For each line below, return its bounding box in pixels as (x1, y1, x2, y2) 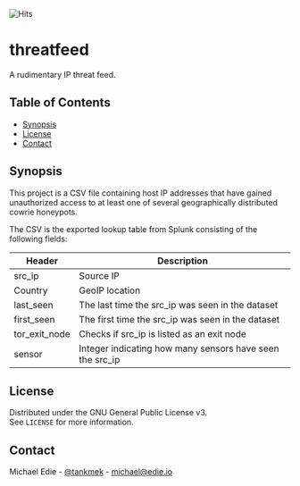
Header (25, 255, 58, 267)
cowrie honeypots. (9, 206, 79, 217)
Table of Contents (9, 95, 112, 111)
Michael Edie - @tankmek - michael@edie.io (9, 466, 172, 477)
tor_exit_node (13, 327, 71, 339)
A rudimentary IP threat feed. (9, 69, 116, 80)
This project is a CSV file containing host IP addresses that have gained (9, 188, 272, 198)
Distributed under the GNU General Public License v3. (9, 407, 208, 418)
